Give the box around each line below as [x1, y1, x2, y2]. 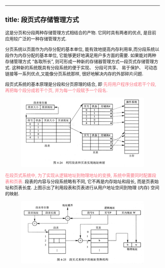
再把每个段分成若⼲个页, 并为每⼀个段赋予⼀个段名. [5, 87, 108, 93]
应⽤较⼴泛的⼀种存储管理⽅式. [5, 35, 67, 42]
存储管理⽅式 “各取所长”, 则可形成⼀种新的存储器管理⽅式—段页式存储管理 [5, 58, 154, 64]
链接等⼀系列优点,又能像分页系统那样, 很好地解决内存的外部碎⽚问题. [5, 71, 144, 77]
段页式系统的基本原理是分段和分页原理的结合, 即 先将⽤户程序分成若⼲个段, [5, 81, 156, 87]
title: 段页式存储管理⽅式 [5, 16, 80, 24]
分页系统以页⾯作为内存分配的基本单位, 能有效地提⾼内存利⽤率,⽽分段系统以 [5, 46, 160, 52]
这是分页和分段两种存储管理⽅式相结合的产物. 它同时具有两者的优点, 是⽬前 [5, 29, 156, 35]
